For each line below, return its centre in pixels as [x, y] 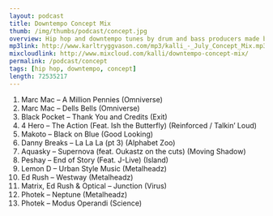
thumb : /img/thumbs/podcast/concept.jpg [79, 31]
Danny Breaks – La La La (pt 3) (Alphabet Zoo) [98, 142]
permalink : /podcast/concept [58, 62]
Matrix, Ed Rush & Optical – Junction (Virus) [94, 186]
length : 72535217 [38, 76]
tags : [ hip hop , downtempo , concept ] [73, 69]
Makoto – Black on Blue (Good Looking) [87, 134]
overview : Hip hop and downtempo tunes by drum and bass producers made [134, 39]
